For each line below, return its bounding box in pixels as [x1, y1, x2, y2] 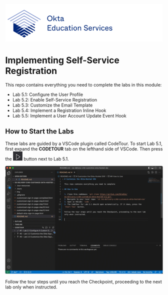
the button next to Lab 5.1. [5, 155, 69, 161]
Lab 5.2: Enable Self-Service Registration [12, 96, 97, 102]
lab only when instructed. [5, 284, 57, 290]
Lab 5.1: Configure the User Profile [12, 91, 83, 97]
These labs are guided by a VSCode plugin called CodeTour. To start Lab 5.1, [5, 140, 162, 146]
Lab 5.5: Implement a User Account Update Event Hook [12, 112, 126, 118]
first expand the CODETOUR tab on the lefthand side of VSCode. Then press [5, 145, 163, 151]
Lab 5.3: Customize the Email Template [12, 102, 93, 108]
